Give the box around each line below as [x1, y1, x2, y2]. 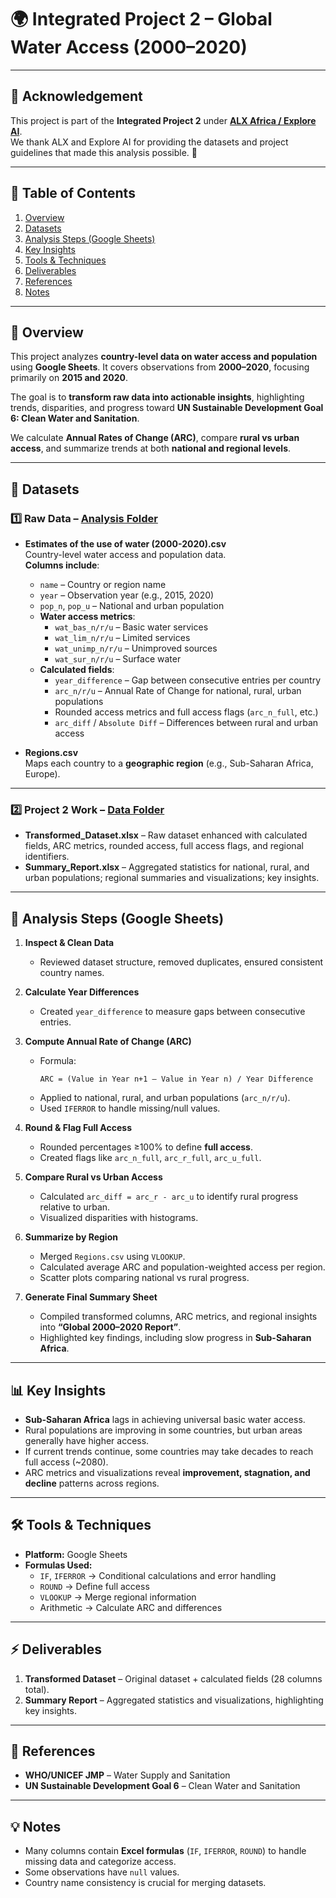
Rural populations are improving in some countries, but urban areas [24, 1424, 303, 1436]
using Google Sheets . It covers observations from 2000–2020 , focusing [10, 361, 310, 373]
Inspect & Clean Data [24, 937, 115, 949]
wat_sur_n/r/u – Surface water [54, 653, 182, 665]
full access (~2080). [24, 1456, 109, 1468]
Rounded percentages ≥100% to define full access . [39, 1141, 254, 1153]
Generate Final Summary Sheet [24, 1291, 158, 1303]
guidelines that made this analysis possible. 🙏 [10, 146, 198, 158]
